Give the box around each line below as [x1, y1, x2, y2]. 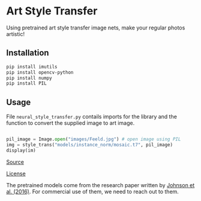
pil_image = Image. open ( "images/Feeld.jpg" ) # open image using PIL [6, 136, 181, 142]
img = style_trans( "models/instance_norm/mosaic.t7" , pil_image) [6, 142, 173, 148]
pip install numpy [6, 75, 52, 81]
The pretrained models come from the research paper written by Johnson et [6, 181, 195, 188]
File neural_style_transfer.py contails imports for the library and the [6, 113, 177, 121]
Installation [6, 48, 49, 58]
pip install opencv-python [6, 69, 74, 76]
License [6, 170, 26, 177]
